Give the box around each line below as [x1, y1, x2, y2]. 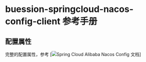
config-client [5, 16, 61, 27]
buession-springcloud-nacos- [5, 3, 134, 15]
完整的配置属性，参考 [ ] [5, 51, 141, 57]
